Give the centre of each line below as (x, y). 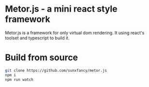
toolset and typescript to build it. (37, 38)
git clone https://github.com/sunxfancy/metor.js (56, 70)
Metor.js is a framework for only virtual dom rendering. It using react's (75, 33)
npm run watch (19, 79)
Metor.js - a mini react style (61, 9)
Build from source (42, 58)
